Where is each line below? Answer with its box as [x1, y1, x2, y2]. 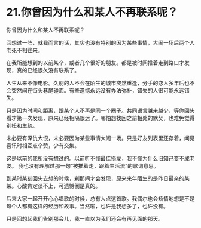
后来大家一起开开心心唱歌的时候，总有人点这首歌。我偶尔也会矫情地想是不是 [6, 195, 195, 202]
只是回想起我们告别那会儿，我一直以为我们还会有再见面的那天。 [6, 215, 163, 222]
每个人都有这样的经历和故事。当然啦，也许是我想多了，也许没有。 [6, 202, 169, 209]
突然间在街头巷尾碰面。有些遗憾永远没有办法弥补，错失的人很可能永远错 [11, 87, 190, 94]
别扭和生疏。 [6, 122, 38, 129]
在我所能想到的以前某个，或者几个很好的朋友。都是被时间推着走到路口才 [6, 59, 184, 66]
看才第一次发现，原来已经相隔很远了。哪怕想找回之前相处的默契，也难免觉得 [6, 114, 195, 121]
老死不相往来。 [6, 46, 43, 54]
